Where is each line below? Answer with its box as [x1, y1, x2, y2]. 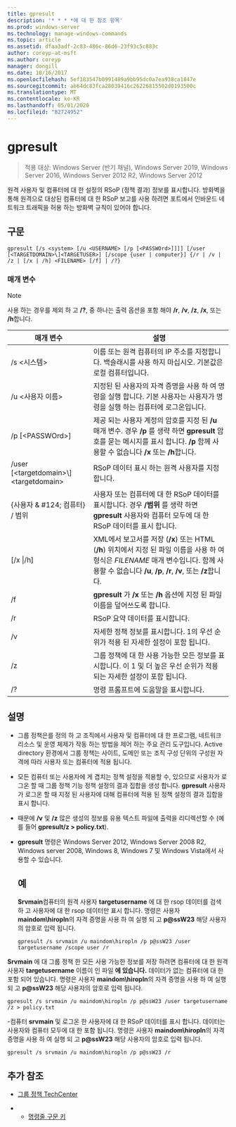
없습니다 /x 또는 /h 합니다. [116, 447, 197, 456]
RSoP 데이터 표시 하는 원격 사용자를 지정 [93, 463, 220, 473]
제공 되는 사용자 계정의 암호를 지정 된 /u [93, 415, 218, 425]
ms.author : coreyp [7, 56, 61, 63]
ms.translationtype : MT [7, 89, 77, 96]
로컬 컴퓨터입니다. [93, 368, 149, 378]
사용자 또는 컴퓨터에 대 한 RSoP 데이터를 [93, 489, 220, 499]
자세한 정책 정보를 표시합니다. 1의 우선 [93, 626, 213, 636]
